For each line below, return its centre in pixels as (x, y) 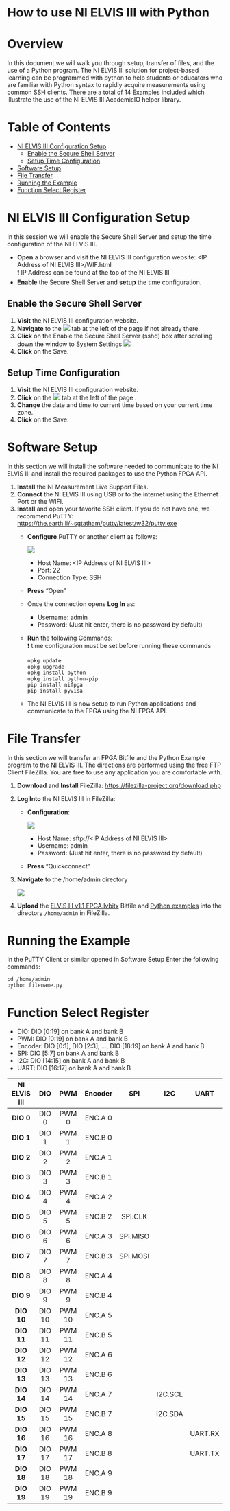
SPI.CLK (134, 1216)
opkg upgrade (46, 667)
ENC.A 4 (99, 1276)
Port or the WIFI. (40, 501)
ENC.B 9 (98, 1493)
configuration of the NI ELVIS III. (52, 244)
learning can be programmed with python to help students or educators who (115, 78)
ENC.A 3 (99, 1236)
